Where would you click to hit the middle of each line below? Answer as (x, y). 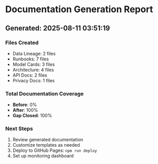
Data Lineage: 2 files (34, 53)
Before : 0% (25, 105)
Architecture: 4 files (33, 70)
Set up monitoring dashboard (43, 156)
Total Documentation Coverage (45, 93)
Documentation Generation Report (79, 9)
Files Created (22, 43)
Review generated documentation (48, 140)
